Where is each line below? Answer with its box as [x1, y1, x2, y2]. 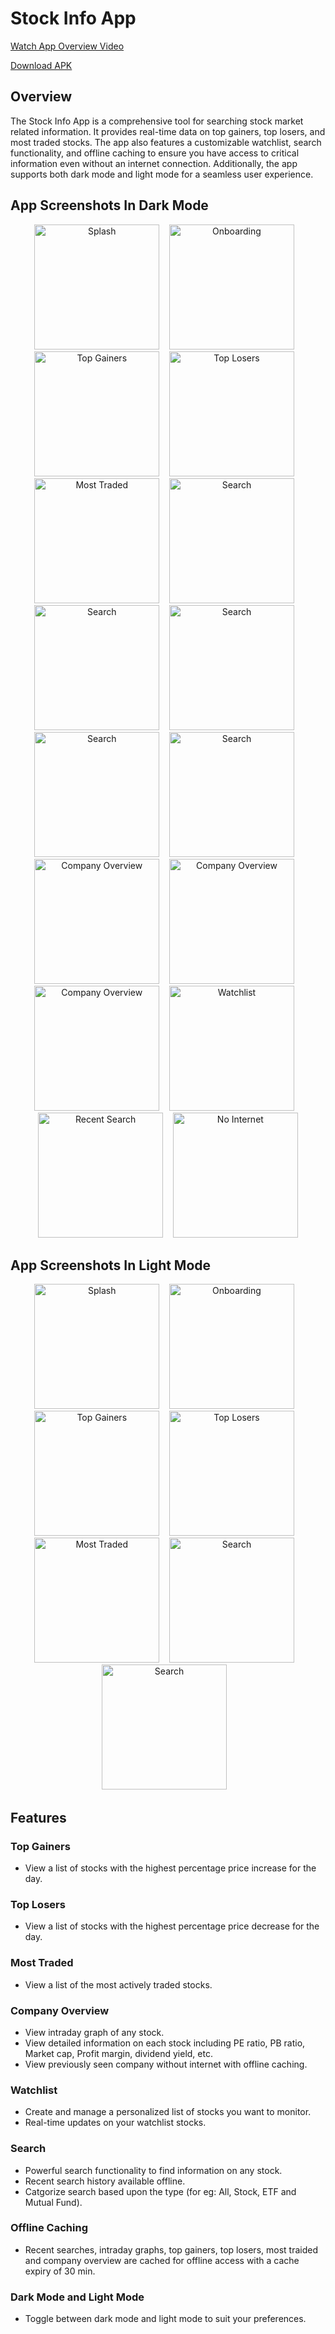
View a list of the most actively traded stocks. [24, 1978, 213, 1991]
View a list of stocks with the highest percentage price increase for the [24, 1862, 317, 1874]
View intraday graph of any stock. [24, 2026, 165, 2038]
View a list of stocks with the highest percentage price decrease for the [24, 1920, 320, 1932]
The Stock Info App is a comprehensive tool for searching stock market [10, 115, 304, 127]
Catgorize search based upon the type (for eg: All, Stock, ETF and [24, 2185, 297, 2197]
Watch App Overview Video [10, 40, 125, 52]
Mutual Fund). [24, 2196, 83, 2208]
